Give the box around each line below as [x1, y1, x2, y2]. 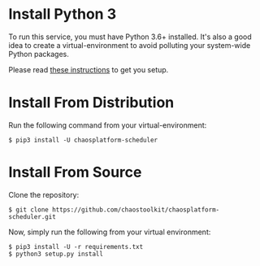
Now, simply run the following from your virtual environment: [8, 227, 211, 237]
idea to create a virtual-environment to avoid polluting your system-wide [8, 40, 251, 50]
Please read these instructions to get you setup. [8, 64, 169, 74]
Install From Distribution [8, 94, 175, 112]
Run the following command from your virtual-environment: [8, 120, 207, 130]
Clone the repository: [8, 190, 80, 199]
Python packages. [8, 49, 69, 59]
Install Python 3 [8, 5, 116, 24]
